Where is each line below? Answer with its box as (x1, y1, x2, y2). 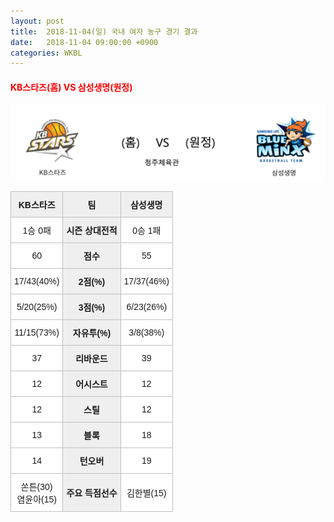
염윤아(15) (16, 493, 57, 505)
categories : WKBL (10, 48, 83, 58)
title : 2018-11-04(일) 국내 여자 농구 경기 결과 (10, 26, 198, 37)
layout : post (10, 16, 65, 26)
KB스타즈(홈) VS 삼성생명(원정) (10, 81, 133, 93)
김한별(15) (126, 487, 167, 499)
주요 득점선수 (66, 487, 118, 499)
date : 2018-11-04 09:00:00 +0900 (10, 37, 159, 47)
